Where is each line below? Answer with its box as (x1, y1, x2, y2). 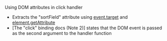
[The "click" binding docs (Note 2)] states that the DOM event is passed (12, 25, 162, 31)
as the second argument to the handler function (12, 30, 112, 36)
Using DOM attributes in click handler (5, 5, 83, 10)
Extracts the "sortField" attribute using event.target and (12, 14, 128, 20)
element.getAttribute (12, 20, 55, 25)
